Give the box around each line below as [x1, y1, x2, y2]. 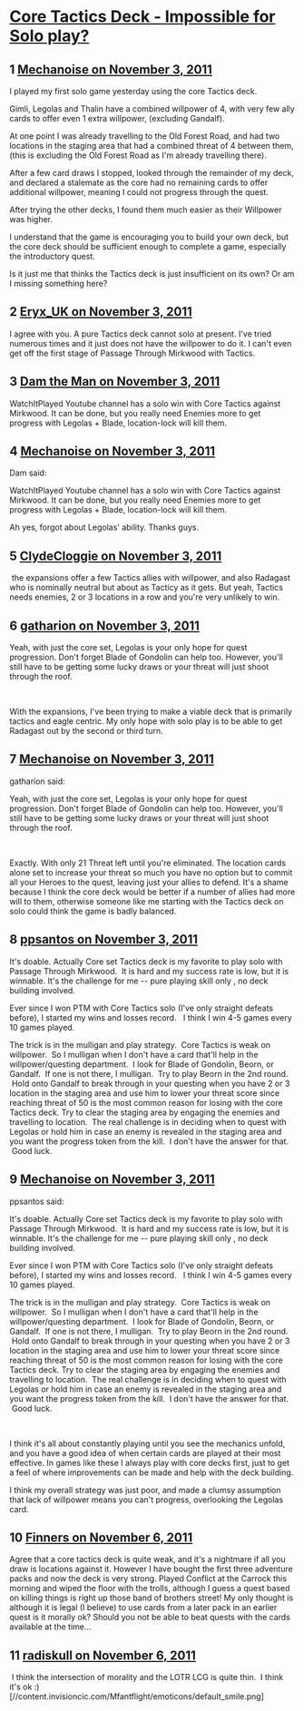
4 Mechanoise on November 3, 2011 [9, 444, 216, 459]
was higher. [9, 214, 53, 224]
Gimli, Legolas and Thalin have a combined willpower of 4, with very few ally [9, 103, 295, 114]
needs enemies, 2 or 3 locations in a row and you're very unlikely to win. [9, 592, 279, 602]
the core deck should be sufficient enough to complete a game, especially [9, 241, 287, 251]
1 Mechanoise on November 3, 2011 [9, 62, 213, 77]
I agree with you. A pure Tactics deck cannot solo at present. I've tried [9, 328, 272, 339]
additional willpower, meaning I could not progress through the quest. [9, 187, 270, 197]
